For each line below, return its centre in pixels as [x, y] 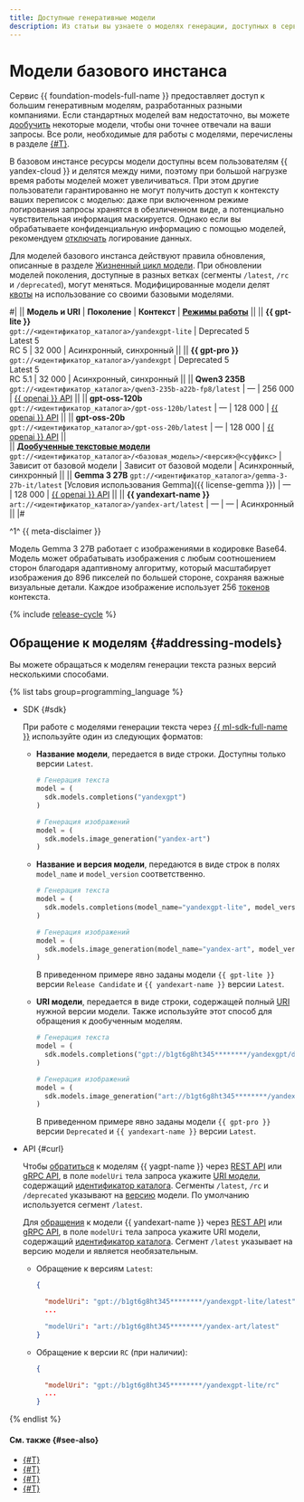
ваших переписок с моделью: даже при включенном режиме [129, 200]
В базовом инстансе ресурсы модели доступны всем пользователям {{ [148, 162]
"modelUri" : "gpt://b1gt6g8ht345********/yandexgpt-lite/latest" [170, 1302]
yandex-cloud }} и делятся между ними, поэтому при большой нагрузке [148, 171]
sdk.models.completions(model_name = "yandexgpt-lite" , [147, 908]
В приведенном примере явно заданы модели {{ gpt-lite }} [155, 974]
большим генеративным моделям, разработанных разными [126, 106]
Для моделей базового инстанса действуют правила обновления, [138, 256]
